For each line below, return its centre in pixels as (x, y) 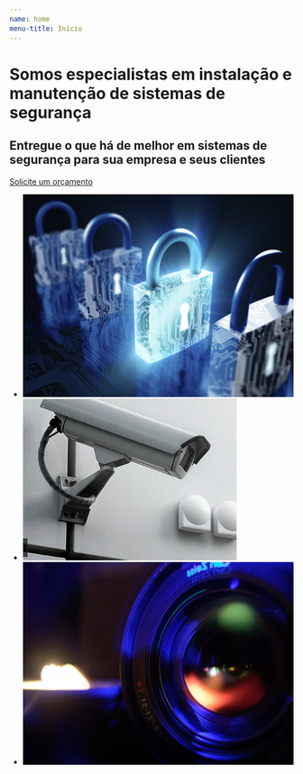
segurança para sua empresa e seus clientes (138, 160)
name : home (30, 19)
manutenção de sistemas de (117, 93)
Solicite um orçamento (51, 181)
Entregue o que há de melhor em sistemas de (138, 146)
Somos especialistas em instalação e (151, 74)
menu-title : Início (46, 28)
